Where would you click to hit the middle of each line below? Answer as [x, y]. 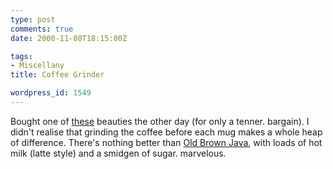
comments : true [42, 29]
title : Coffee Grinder [57, 75]
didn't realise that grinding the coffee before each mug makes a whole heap [166, 132]
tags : [21, 56]
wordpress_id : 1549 [51, 93]
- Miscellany [37, 66]
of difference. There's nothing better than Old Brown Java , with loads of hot [166, 142]
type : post [33, 19]
